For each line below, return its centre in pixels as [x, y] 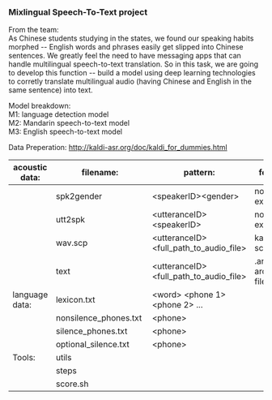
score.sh [72, 384]
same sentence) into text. [51, 90]
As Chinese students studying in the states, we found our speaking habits [131, 38]
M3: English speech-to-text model [66, 131]
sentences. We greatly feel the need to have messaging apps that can [125, 56]
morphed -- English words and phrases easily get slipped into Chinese [126, 47]
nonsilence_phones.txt [99, 318]
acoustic [30, 167]
